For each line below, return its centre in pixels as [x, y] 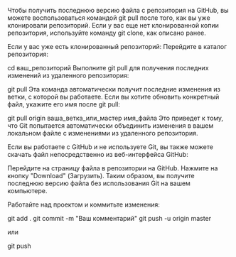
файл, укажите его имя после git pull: [64, 104]
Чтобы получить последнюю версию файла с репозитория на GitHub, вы [118, 10]
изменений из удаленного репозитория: [68, 75]
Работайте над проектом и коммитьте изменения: [84, 204]
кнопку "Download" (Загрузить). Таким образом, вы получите [101, 176]
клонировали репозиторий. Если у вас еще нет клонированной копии [113, 25]
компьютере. [27, 191]
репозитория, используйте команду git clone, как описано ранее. [107, 33]
